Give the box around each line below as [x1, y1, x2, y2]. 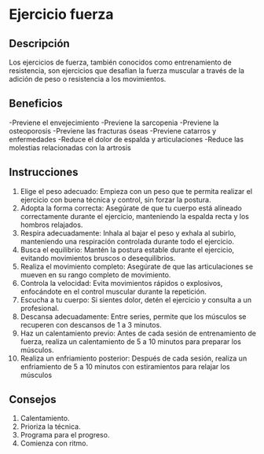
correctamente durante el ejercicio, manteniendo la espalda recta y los [20, 211, 250, 221]
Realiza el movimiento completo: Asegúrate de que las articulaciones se [20, 262, 254, 271]
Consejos [9, 393, 57, 406]
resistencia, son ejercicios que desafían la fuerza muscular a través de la [9, 66, 244, 75]
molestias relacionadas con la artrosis [9, 143, 132, 152]
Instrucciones [9, 166, 79, 179]
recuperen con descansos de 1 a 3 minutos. [20, 320, 162, 329]
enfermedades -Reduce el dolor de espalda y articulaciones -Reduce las [9, 134, 244, 144]
